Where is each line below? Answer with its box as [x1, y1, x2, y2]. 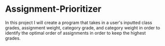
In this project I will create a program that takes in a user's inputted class [5, 20, 153, 25]
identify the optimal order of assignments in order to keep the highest [5, 30, 146, 36]
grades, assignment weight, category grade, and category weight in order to [5, 24, 160, 30]
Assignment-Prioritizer [5, 3, 102, 15]
